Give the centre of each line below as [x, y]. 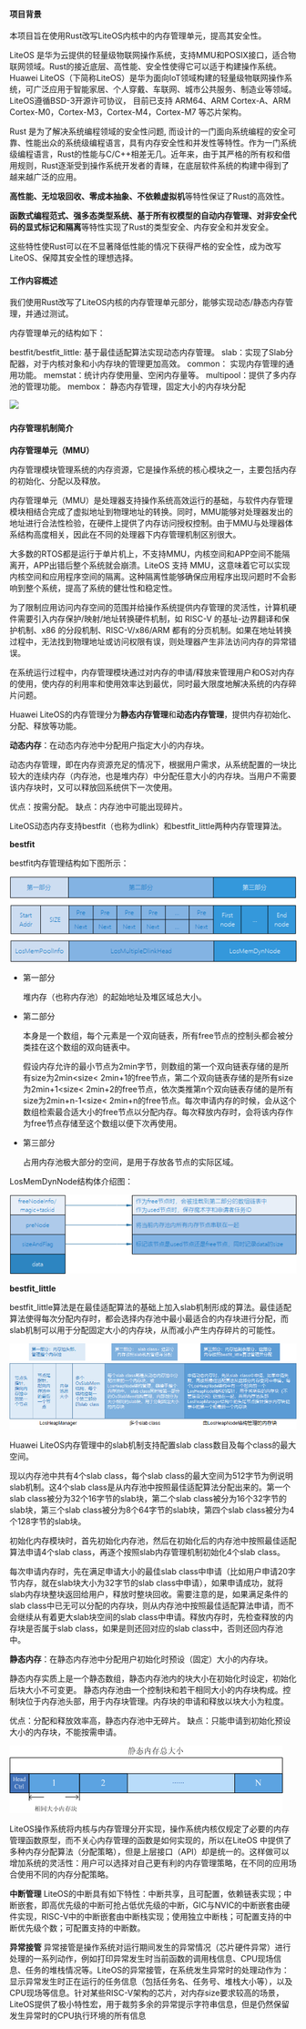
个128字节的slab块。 [48, 1521]
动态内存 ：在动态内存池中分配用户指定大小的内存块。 [109, 745]
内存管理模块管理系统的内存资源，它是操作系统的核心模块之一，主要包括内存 [153, 469]
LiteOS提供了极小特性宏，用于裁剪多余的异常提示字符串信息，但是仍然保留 [149, 2003]
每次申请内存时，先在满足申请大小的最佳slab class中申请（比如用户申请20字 [153, 1571]
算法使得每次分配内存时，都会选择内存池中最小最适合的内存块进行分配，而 [149, 1318]
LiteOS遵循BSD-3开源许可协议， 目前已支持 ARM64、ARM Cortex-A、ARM [150, 101]
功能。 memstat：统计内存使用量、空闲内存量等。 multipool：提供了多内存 [157, 375]
